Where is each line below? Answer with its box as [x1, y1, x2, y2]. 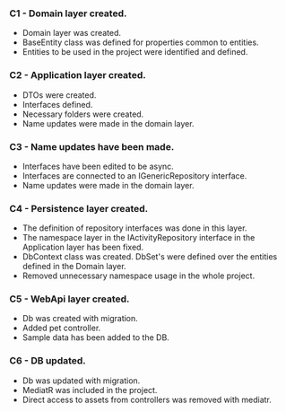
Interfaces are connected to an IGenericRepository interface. [22, 170, 247, 181]
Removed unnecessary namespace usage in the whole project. [22, 270, 256, 281]
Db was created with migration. [22, 313, 139, 324]
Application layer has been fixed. [22, 241, 144, 253]
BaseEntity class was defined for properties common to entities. [22, 37, 259, 48]
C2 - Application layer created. [9, 69, 146, 82]
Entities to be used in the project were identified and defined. [22, 47, 248, 57]
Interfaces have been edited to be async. [22, 161, 175, 171]
